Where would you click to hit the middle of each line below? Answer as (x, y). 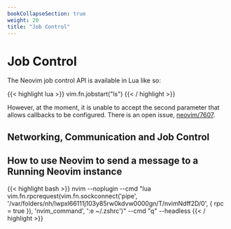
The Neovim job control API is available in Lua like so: (84, 80)
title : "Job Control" (39, 27)
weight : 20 (23, 20)
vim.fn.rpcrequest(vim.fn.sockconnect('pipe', (72, 195)
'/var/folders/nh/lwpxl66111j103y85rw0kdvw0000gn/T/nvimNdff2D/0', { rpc (115, 203)
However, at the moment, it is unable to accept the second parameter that (113, 108)
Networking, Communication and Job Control (108, 137)
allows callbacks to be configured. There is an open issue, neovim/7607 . (111, 115)
